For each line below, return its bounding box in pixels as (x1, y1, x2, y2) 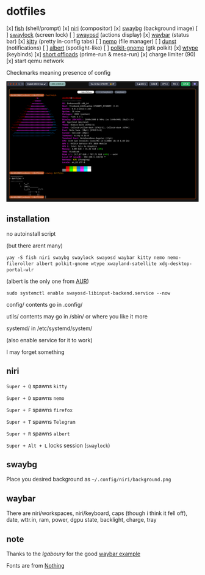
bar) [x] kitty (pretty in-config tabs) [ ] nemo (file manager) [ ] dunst (6, 37, 177, 45)
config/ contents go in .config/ (6, 301, 83, 308)
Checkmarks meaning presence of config (6, 69, 111, 76)
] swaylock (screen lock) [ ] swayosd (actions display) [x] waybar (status (6, 31, 189, 38)
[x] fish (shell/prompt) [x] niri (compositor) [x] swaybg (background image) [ (6, 24, 198, 32)
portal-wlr (6, 266, 34, 273)
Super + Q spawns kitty (6, 382, 68, 389)
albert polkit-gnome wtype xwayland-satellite (36, 260, 157, 267)
